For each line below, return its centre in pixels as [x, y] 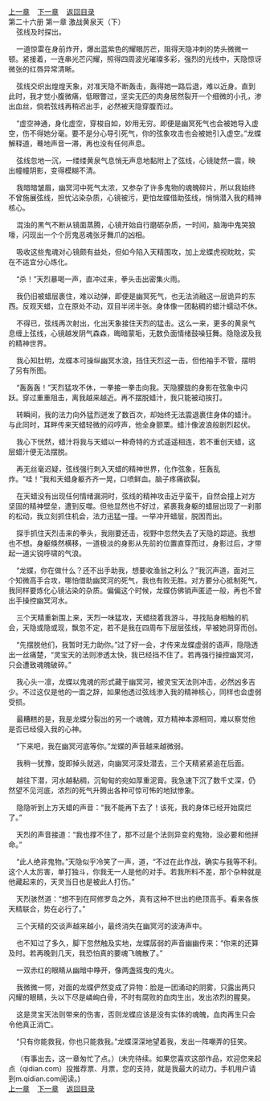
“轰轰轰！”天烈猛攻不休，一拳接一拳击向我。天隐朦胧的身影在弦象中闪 [132, 387]
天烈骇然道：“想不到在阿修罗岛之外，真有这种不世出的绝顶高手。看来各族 [137, 899]
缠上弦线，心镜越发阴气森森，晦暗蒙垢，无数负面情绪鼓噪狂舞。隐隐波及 [135, 333]
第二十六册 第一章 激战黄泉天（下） [67, 22]
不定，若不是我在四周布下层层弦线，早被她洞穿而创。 [174, 628]
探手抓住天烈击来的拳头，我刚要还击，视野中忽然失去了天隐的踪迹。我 [132, 533]
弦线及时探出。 [41, 32]
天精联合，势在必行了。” [47, 909]
